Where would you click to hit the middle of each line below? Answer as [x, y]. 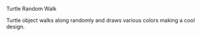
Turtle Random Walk [32, 9]
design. [16, 27]
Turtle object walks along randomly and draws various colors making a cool [101, 20]
